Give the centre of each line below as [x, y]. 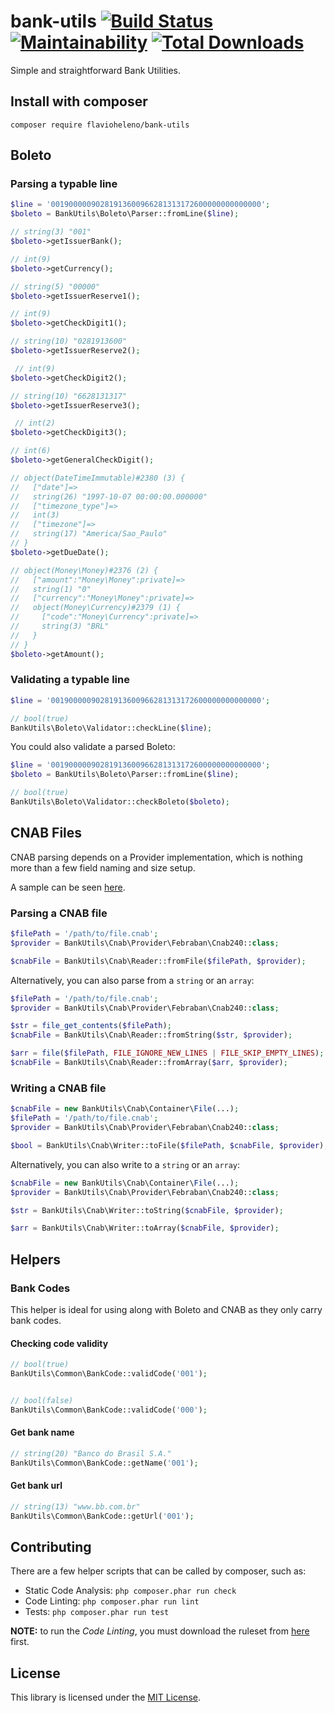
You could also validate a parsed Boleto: [93, 747]
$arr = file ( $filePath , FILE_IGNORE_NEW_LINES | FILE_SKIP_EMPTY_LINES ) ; [167, 1053]
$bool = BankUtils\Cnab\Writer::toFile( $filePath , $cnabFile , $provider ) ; [169, 1145]
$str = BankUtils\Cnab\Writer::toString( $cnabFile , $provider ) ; [147, 1210]
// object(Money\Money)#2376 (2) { [84, 570]
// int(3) [35, 515]
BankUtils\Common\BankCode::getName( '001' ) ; [104, 1463]
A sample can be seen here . [68, 887]
